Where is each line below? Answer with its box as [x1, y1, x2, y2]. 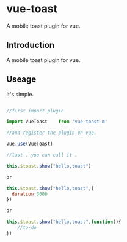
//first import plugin [6, 107, 64, 114]
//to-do [17, 225, 37, 231]
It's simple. [6, 90, 34, 98]
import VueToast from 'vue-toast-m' [6, 119, 108, 125]
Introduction [6, 40, 55, 50]
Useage [6, 74, 37, 85]
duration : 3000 [12, 191, 48, 197]
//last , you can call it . [6, 152, 78, 158]
